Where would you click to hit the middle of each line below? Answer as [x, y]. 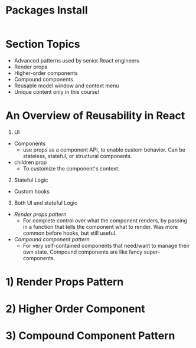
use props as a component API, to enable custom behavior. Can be [104, 150]
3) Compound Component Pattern [90, 336]
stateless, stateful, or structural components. [77, 156]
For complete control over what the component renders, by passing [105, 220]
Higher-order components [46, 73]
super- [152, 252]
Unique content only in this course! [57, 91]
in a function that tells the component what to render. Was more [100, 226]
